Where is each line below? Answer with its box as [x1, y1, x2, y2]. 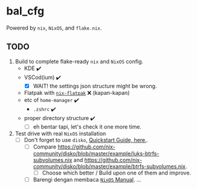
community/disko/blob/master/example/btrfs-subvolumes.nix [33, 163, 186, 170]
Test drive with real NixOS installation [15, 130, 106, 137]
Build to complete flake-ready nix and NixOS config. [15, 57, 144, 65]
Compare [33, 143, 57, 150]
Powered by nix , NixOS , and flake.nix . [6, 24, 102, 31]
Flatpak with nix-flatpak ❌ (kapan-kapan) [24, 89, 130, 96]
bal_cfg [6, 4, 45, 18]
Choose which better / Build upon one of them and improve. [42, 169, 192, 176]
